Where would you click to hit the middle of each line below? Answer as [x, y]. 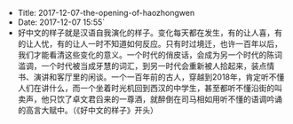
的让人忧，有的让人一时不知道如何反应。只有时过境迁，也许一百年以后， [150, 44]
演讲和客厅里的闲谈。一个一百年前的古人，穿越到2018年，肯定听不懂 [159, 77]
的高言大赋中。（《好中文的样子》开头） [87, 110]
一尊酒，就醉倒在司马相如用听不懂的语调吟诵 [200, 99]
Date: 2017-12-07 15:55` [61, 22]
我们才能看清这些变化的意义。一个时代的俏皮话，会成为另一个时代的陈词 [150, 55]
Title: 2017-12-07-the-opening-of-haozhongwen [106, 13]
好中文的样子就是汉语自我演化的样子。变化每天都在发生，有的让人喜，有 [150, 33]
